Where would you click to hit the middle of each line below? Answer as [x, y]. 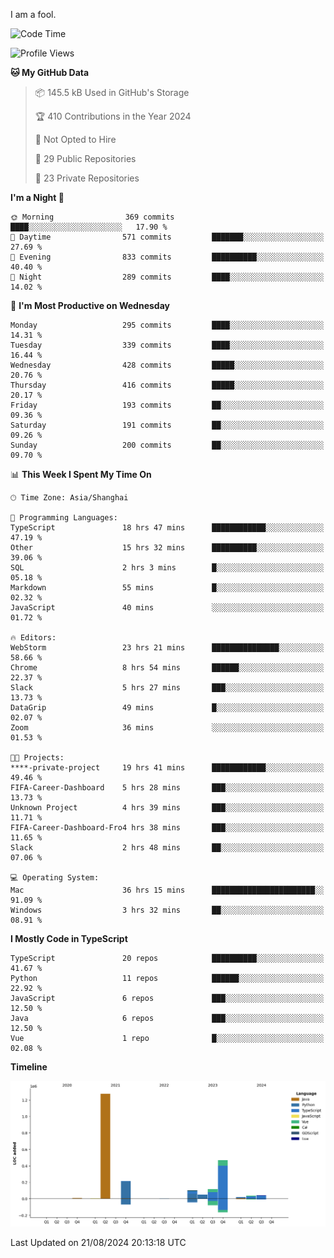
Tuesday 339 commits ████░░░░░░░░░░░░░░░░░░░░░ [167, 345]
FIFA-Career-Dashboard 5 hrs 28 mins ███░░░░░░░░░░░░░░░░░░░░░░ [167, 788]
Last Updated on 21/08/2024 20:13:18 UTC [98, 1242]
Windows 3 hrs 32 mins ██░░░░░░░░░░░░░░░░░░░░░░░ [167, 910]
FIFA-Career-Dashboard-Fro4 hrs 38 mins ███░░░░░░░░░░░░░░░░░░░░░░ [167, 828]
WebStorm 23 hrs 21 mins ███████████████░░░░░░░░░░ [167, 648]
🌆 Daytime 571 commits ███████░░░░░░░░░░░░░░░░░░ [167, 237]
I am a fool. [33, 14]
